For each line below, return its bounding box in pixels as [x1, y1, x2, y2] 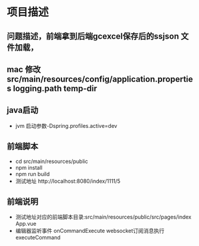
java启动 [7, 105, 39, 115]
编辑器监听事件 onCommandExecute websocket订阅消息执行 [15, 227, 164, 235]
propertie [157, 74, 193, 84]
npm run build [15, 170, 50, 177]
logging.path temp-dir [13, 83, 98, 93]
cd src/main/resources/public [15, 158, 88, 165]
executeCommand [15, 234, 61, 241]
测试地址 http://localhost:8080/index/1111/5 [15, 177, 121, 184]
